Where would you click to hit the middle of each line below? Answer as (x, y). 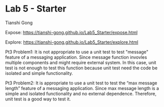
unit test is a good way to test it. (38, 99)
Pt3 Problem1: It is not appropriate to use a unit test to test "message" (77, 52)
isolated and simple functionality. (39, 73)
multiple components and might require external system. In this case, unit (81, 62)
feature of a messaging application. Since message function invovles (76, 57)
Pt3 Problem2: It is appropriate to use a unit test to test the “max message (81, 83)
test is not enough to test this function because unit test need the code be (81, 68)
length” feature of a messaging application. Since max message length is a (82, 88)
